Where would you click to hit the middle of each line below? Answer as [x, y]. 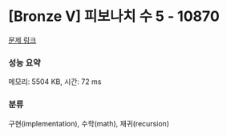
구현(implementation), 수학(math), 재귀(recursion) [89, 123]
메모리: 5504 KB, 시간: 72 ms [55, 82]
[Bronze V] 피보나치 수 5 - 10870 [114, 16]
